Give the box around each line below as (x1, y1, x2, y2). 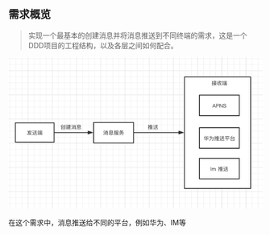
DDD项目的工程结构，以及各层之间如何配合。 (27, 40, 179, 50)
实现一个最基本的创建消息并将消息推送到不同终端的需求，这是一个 (27, 31, 247, 40)
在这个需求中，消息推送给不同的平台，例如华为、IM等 (8, 218, 187, 228)
